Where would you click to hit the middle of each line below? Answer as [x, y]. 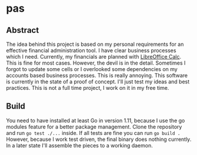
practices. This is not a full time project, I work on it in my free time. [88, 88]
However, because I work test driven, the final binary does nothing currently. [99, 139]
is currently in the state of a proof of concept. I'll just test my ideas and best [98, 82]
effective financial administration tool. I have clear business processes [91, 50]
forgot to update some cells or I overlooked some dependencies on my [92, 69]
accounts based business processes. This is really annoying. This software [97, 75]
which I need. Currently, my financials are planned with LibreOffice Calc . [94, 57]
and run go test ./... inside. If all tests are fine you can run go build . [93, 133]
